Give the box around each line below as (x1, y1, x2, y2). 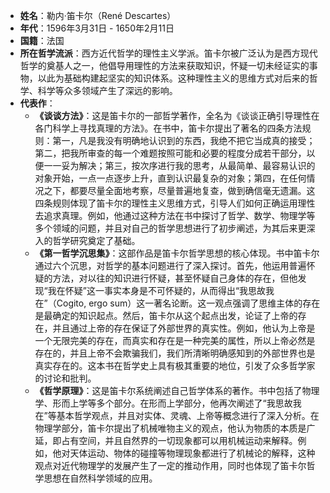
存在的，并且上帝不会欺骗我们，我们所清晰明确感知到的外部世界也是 (34, 347, 316, 359)
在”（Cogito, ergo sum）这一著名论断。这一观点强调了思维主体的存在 (34, 297, 321, 309)
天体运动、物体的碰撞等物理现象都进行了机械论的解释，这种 (69, 447, 316, 459)
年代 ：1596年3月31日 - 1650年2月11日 (19, 22, 175, 34)
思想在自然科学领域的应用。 (43, 472, 158, 484)
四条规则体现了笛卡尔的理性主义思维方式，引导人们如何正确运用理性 (34, 197, 316, 209)
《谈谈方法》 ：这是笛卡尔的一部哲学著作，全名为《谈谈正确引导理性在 (34, 110, 320, 121)
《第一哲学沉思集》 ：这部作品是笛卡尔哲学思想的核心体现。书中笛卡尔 (34, 247, 320, 259)
